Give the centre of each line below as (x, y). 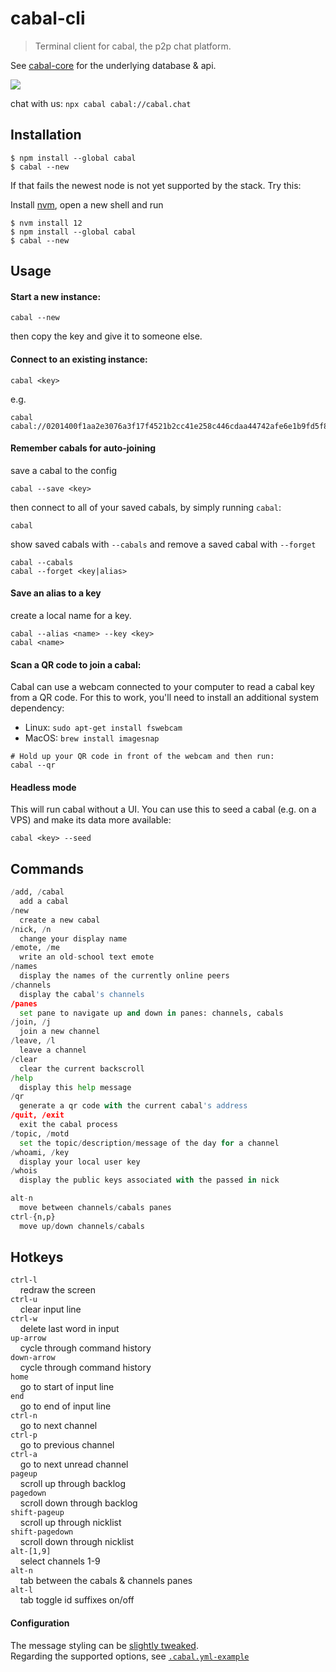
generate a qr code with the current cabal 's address (133, 1106)
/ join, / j (31, 1022)
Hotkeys (37, 1257)
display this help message (75, 1087)
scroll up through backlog (73, 1484)
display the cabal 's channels (82, 994)
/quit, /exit (37, 1115)
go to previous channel (67, 1445)
